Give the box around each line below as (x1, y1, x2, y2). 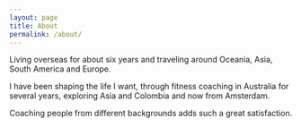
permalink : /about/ (9, 30, 83, 38)
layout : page (9, 13, 58, 22)
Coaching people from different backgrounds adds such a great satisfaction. (9, 108, 293, 119)
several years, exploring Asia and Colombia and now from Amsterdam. (9, 90, 270, 101)
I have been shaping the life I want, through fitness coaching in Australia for (9, 81, 289, 92)
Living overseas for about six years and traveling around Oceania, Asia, (9, 55, 273, 65)
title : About (9, 21, 58, 30)
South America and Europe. (9, 63, 111, 74)
